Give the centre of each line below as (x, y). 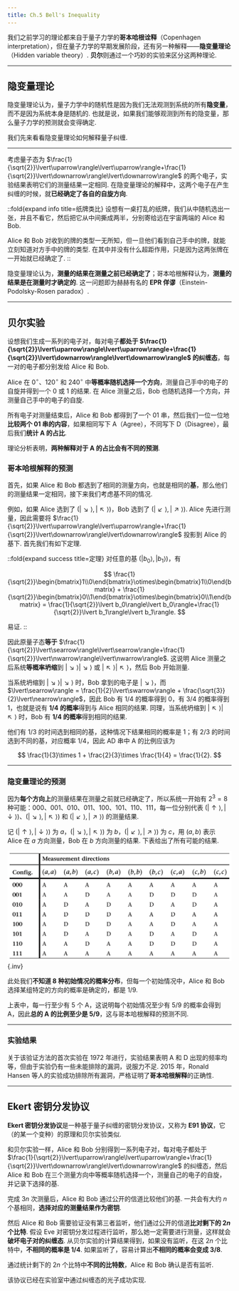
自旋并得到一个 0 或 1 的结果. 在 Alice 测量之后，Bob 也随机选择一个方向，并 (119, 391)
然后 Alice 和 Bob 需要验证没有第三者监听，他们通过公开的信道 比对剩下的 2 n (119, 1223)
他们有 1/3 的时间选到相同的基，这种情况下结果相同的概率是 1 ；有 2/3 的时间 (119, 732)
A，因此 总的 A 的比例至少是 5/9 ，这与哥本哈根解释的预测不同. (98, 1014)
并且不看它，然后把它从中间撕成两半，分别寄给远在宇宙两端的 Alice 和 (122, 218)
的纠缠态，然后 (206, 1166)
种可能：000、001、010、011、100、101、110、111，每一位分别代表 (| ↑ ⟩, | (117, 807)
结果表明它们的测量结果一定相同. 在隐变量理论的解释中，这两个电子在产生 (121, 185)
